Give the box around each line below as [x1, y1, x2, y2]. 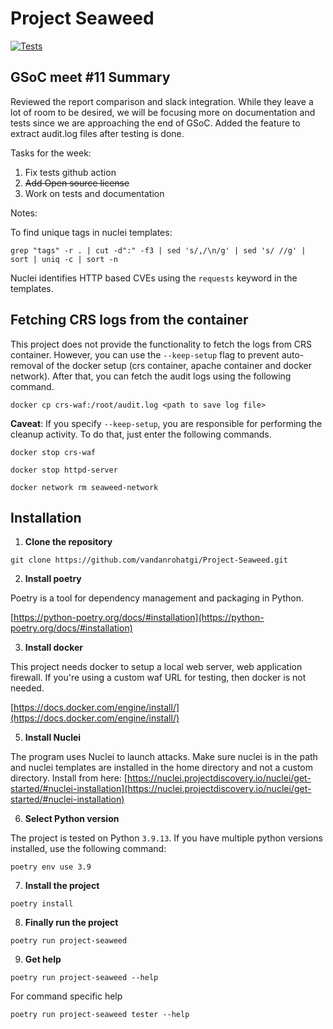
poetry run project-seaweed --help [10, 973, 159, 983]
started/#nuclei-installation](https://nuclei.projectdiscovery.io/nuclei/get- [10, 783, 312, 795]
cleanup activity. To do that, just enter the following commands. [10, 428, 272, 440]
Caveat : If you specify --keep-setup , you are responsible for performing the [10, 417, 323, 429]
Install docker [24, 642, 84, 654]
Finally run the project [24, 917, 119, 929]
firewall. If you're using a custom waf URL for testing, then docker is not [10, 672, 307, 684]
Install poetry [24, 573, 82, 585]
